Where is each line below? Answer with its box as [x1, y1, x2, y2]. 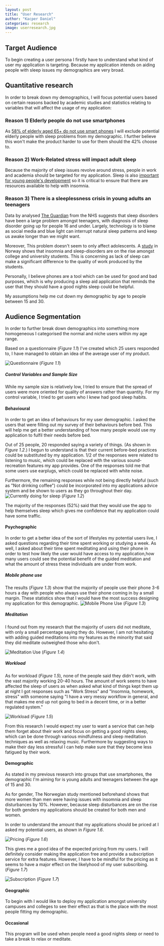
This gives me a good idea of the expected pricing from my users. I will [5, 845, 148, 852]
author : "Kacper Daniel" [5, 16, 56, 21]
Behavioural [5, 405, 30, 411]
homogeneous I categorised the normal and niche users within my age [5, 331, 148, 337]
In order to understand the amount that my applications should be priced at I [5, 821, 159, 827]
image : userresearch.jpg [5, 26, 56, 30]
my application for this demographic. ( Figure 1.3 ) [5, 600, 146, 606]
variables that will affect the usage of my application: [5, 105, 112, 110]
